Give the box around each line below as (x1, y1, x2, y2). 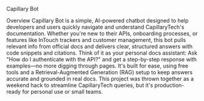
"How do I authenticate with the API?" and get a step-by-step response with (6, 56, 197, 63)
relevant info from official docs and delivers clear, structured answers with (6, 43, 193, 50)
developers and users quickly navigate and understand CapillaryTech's (6, 24, 185, 30)
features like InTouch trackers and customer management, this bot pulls (6, 37, 186, 43)
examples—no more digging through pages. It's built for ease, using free (6, 62, 189, 69)
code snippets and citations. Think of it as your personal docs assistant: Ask (6, 49, 198, 57)
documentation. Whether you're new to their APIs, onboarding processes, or (6, 30, 198, 37)
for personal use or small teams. (22, 88, 104, 95)
